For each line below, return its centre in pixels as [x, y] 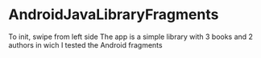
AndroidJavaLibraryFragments [114, 15]
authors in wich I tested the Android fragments [85, 44]
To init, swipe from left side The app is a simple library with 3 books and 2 [131, 37]
